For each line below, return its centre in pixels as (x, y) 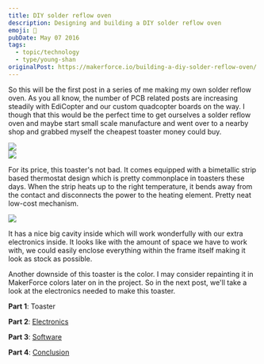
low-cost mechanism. (44, 203)
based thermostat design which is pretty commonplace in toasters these (126, 178)
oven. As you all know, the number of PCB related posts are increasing (123, 98)
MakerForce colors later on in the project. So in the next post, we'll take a (128, 282)
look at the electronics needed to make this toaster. (92, 290)
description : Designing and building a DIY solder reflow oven (115, 23)
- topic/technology (48, 52)
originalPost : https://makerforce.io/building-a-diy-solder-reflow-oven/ (133, 67)
